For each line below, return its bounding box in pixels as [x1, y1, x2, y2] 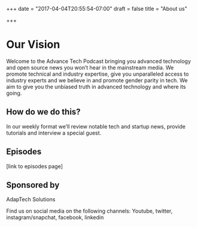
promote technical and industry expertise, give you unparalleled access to [6, 70, 189, 77]
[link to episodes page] [6, 162, 63, 170]
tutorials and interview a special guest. [6, 129, 102, 136]
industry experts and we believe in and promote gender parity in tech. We [6, 76, 188, 83]
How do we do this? [6, 107, 81, 117]
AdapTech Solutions [6, 196, 56, 203]
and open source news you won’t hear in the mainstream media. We [6, 64, 174, 71]
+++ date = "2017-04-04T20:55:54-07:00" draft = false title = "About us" [6, 5, 187, 12]
